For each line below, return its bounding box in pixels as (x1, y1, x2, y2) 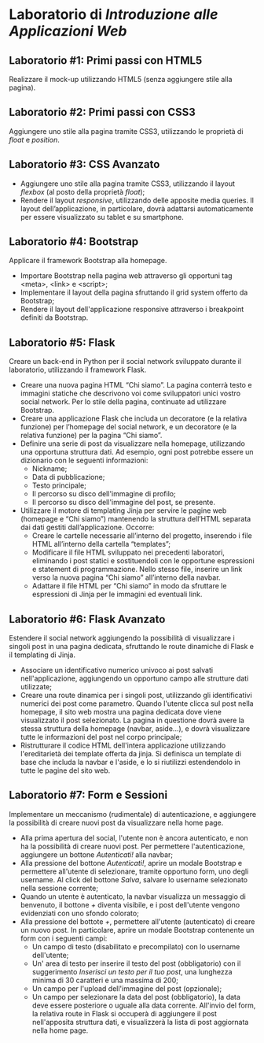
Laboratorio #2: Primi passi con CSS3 (9, 106, 196, 119)
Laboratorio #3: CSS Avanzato (9, 158, 160, 171)
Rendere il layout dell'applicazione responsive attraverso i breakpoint (20, 305, 244, 314)
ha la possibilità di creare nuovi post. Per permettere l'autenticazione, (20, 841, 246, 851)
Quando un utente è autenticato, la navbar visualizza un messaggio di (20, 892, 246, 901)
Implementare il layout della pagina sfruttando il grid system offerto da (20, 288, 248, 297)
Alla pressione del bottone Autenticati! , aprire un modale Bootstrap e (20, 858, 243, 867)
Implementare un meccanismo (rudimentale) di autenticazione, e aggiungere (9, 809, 257, 818)
